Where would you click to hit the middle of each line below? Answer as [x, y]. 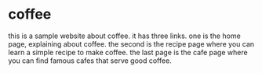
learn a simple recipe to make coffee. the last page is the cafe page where [128, 52]
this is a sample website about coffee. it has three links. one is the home [124, 36]
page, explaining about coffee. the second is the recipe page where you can [131, 43]
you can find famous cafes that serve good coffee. [90, 61]
